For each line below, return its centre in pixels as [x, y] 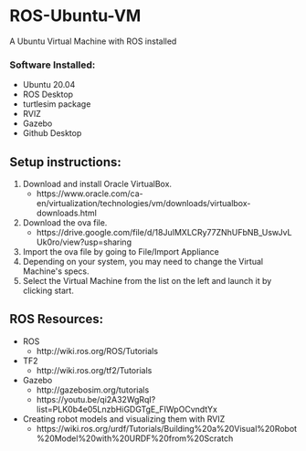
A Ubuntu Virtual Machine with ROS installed [93, 41]
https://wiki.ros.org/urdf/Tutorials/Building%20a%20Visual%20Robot [167, 428]
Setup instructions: [65, 162]
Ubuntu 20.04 [49, 85]
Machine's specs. [56, 271]
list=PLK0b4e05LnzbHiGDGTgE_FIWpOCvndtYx [127, 409]
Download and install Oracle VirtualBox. [97, 184]
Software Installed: [53, 65]
